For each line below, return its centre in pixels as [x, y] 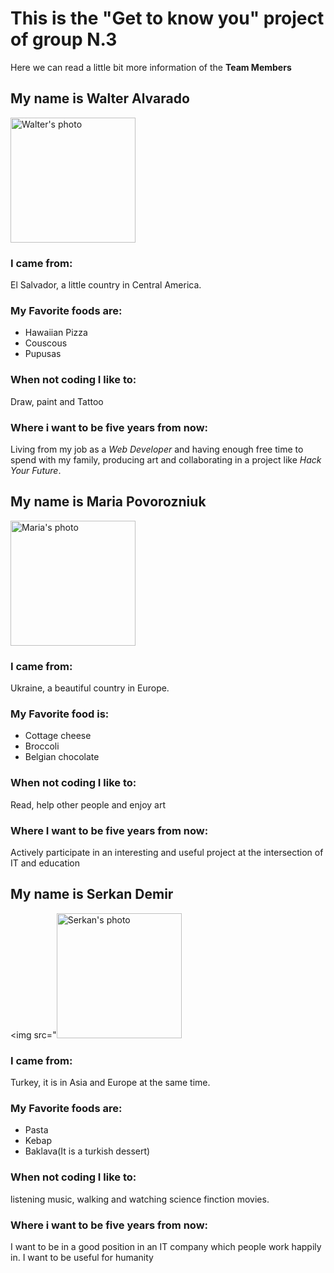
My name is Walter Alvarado [100, 98]
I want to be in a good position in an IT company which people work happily [166, 1246]
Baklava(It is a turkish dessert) [87, 1151]
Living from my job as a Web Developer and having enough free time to [157, 449]
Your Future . [36, 470]
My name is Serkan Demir [92, 894]
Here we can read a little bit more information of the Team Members [151, 67]
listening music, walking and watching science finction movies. [140, 1199]
